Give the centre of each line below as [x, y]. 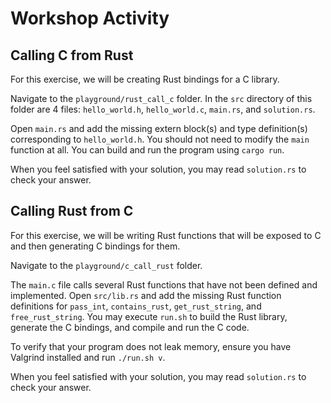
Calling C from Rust [72, 55]
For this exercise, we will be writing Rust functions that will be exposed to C [166, 235]
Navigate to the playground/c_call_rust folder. [106, 265]
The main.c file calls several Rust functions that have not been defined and [164, 284]
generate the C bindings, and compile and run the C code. [130, 327]
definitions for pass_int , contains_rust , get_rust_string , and [136, 306]
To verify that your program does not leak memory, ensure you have [151, 346]
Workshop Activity [90, 18]
